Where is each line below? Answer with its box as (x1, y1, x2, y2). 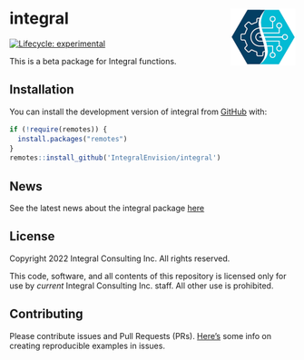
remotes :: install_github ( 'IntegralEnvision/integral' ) (9, 153, 221, 162)
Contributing (9, 306, 83, 322)
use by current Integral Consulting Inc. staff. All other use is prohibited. (9, 280, 274, 291)
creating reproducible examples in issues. (9, 340, 166, 351)
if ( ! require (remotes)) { (9, 124, 107, 134)
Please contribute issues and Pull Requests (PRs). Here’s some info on (9, 330, 272, 341)
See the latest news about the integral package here (9, 203, 205, 214)
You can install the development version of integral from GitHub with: (9, 106, 268, 117)
